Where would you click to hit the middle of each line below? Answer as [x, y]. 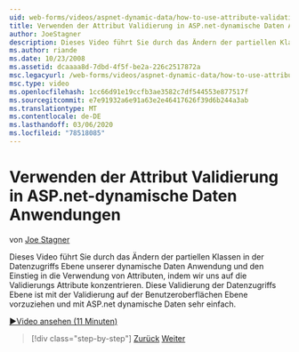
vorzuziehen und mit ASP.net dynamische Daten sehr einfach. [123, 304]
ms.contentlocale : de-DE [55, 116]
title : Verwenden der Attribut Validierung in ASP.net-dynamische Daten [147, 26]
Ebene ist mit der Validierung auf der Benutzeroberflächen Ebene [129, 294]
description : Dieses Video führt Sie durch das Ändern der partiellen [143, 42]
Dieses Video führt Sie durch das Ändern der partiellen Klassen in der [137, 256]
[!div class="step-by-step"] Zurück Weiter [108, 338]
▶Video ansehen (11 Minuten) [64, 321]
